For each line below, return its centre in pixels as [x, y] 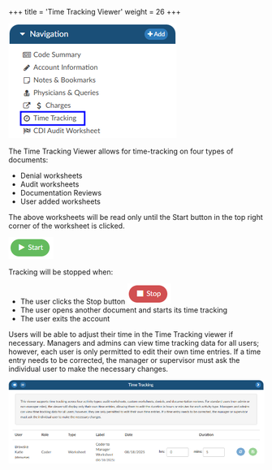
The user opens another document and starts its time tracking [124, 310]
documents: [28, 160]
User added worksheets [60, 201]
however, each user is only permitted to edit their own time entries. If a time [135, 351]
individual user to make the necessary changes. [89, 369]
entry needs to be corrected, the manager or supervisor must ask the [124, 360]
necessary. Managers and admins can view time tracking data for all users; [134, 343]
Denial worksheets [51, 175]
